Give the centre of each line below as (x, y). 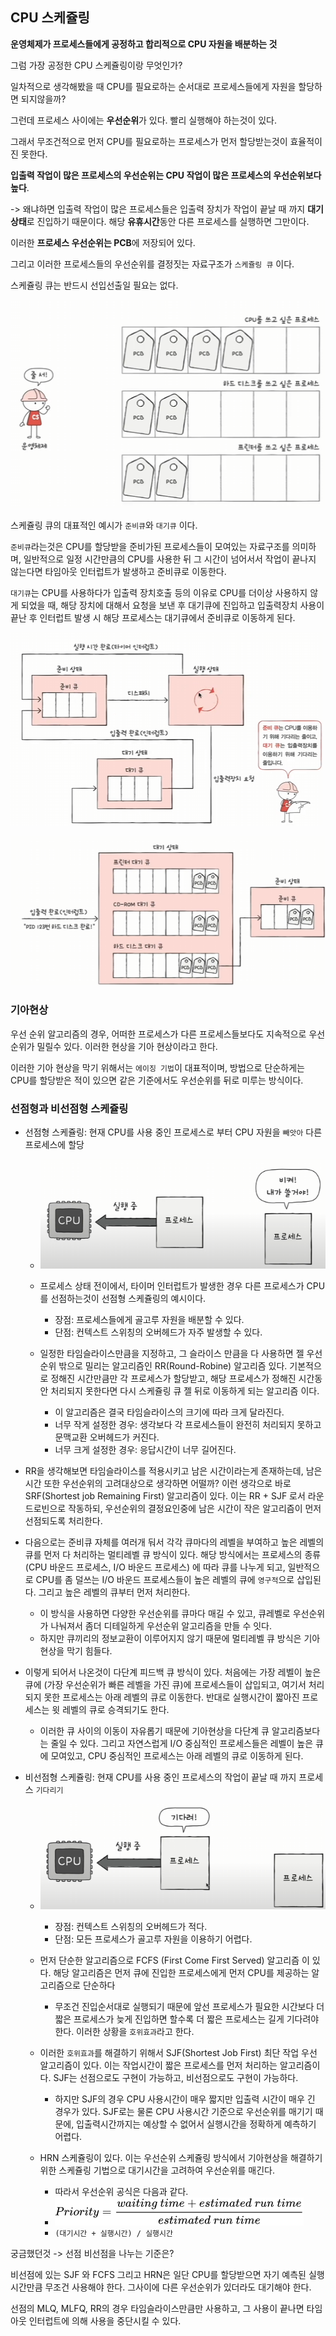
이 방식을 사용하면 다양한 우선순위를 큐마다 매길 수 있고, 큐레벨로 (165, 1613)
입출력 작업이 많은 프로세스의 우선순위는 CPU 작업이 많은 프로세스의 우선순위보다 (166, 175)
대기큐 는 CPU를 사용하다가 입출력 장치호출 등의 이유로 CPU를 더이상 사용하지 (159, 593)
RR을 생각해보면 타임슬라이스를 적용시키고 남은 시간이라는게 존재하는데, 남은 (173, 1470)
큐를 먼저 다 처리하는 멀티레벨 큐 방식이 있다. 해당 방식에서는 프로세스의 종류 (173, 1554)
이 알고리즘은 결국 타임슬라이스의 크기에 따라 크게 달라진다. (169, 1412)
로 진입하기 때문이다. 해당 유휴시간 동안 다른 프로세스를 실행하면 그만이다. (168, 221)
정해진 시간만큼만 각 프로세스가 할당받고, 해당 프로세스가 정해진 (173, 1378)
